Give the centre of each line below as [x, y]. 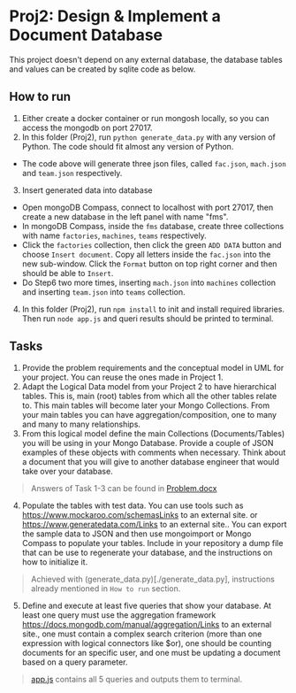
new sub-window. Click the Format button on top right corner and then [149, 264]
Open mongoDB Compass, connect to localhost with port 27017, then [148, 207]
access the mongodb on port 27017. [87, 127]
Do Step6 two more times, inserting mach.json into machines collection [149, 282]
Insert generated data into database [87, 190]
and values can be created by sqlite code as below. [102, 69]
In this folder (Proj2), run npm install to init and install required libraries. [153, 309]
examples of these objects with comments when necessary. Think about [154, 452]
